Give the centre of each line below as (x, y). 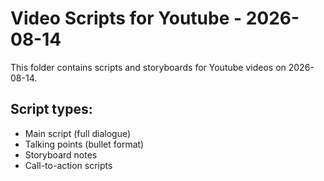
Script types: (51, 109)
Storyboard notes (61, 154)
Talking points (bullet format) (84, 144)
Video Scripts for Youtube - (126, 18)
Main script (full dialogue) (78, 133)
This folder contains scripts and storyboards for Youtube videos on (148, 67)
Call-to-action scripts (68, 165)
